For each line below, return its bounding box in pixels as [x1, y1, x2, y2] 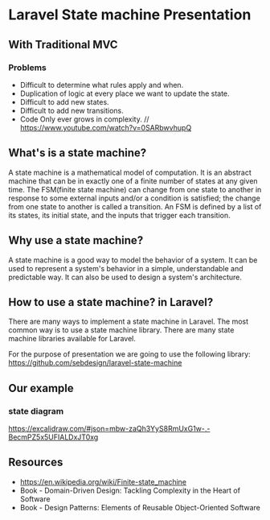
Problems [8, 62, 47, 73]
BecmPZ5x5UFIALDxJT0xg [8, 432, 99, 442]
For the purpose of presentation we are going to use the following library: [8, 349, 251, 359]
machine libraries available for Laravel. [8, 334, 137, 344]
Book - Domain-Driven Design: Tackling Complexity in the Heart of [19, 485, 241, 495]
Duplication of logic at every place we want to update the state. [19, 89, 231, 98]
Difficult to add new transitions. [19, 105, 125, 115]
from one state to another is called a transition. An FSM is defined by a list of [8, 201, 262, 211]
